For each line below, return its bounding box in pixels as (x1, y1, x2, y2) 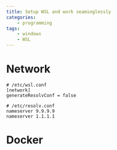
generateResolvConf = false (6, 92, 77, 99)
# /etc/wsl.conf (6, 82, 47, 88)
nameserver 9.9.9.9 (6, 108, 55, 114)
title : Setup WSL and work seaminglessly (6, 8, 112, 15)
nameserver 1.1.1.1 (6, 113, 55, 120)
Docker (6, 133, 43, 147)
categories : (6, 14, 36, 20)
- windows (17, 31, 42, 37)
